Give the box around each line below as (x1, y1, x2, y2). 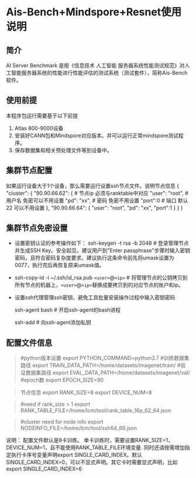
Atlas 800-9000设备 (14, 124, 64, 132)
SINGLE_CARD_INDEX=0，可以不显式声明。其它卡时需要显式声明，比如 (6, 459, 178, 466)
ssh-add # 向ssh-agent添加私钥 (14, 319, 91, 326)
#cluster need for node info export (20, 418, 104, 426)
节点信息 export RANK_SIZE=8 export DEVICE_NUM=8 (20, 389, 152, 396)
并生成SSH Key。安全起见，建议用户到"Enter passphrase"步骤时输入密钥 (14, 247, 190, 254)
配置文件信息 (6, 338, 53, 348)
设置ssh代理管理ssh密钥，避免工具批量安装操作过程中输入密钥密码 (14, 294, 176, 301)
